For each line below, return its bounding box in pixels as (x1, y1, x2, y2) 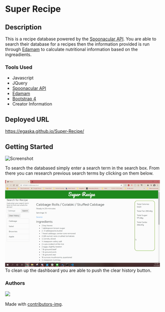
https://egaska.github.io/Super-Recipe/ (5, 129, 84, 134)
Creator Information (12, 101, 53, 107)
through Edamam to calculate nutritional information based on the (5, 47, 138, 52)
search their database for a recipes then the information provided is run (5, 41, 150, 47)
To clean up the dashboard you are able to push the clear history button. (5, 267, 152, 273)
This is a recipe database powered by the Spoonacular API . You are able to (5, 36, 157, 42)
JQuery (12, 80, 28, 86)
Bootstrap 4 (12, 96, 36, 102)
